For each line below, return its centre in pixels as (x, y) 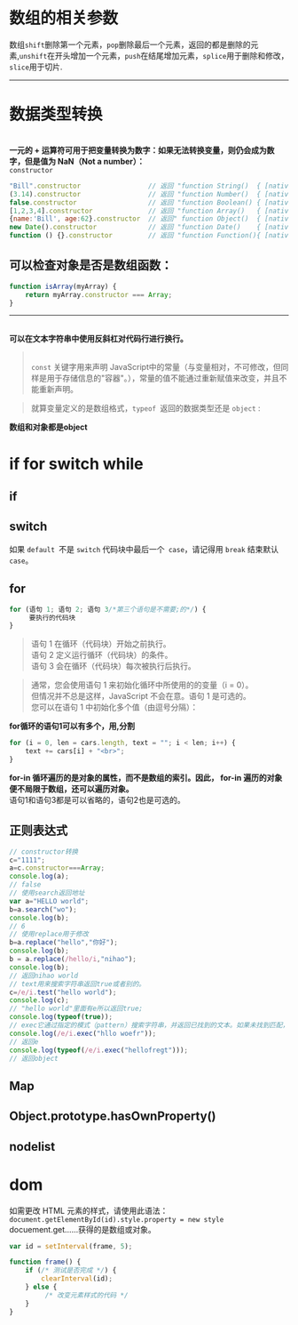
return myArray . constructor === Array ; (99, 294)
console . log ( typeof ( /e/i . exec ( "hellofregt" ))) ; (99, 1050)
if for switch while (76, 464)
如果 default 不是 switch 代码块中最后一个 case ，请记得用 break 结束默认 (144, 549)
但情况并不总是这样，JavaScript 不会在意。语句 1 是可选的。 (141, 696)
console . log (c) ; (39, 1000)
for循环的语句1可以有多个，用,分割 (72, 727)
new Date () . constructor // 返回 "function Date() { (135, 228)
